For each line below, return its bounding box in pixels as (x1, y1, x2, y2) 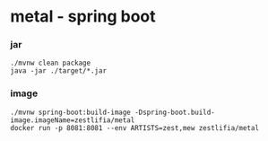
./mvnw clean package (10, 58, 91, 68)
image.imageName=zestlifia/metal (10, 115, 135, 125)
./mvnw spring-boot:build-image (10, 108, 131, 117)
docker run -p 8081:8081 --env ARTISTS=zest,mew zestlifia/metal (10, 123, 259, 132)
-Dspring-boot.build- (134, 108, 216, 117)
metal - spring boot (10, 6, 156, 27)
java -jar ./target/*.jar (10, 66, 107, 75)
